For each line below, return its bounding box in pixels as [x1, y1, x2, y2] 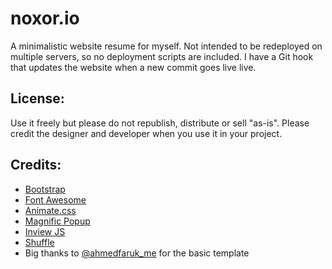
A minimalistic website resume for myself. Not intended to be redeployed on [10, 40, 323, 52]
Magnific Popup [24, 215, 91, 227]
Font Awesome [24, 193, 87, 206]
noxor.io [10, 7, 80, 30]
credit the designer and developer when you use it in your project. [10, 127, 283, 139]
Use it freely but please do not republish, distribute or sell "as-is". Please [10, 117, 310, 129]
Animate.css [24, 204, 77, 216]
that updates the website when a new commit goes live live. [10, 61, 257, 73]
